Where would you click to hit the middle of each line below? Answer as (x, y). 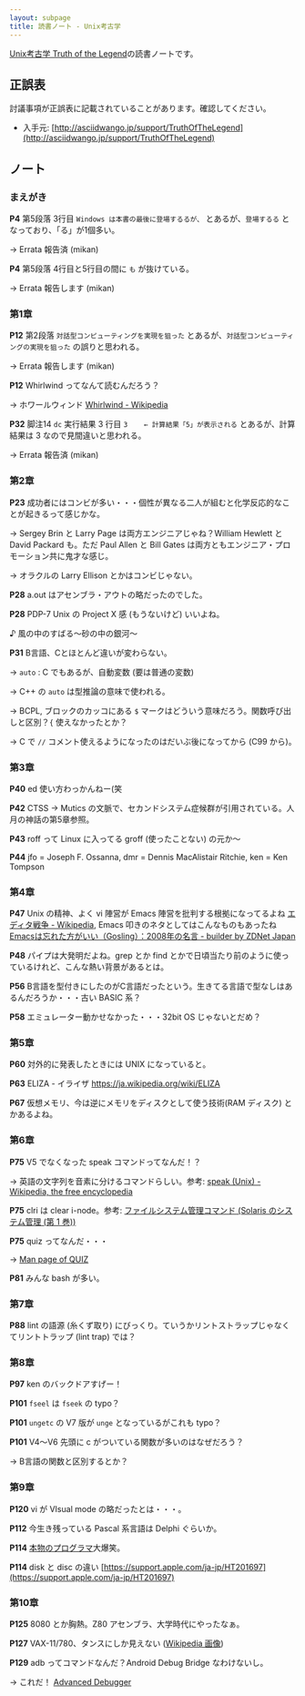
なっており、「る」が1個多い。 (65, 230)
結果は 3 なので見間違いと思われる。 (78, 436)
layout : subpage (40, 18)
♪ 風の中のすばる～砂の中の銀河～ (74, 633)
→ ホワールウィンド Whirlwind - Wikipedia (89, 405)
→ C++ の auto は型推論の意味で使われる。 (90, 691)
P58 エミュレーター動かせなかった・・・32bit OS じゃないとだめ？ (135, 1017)
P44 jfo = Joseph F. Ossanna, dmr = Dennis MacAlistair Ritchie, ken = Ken (149, 857)
